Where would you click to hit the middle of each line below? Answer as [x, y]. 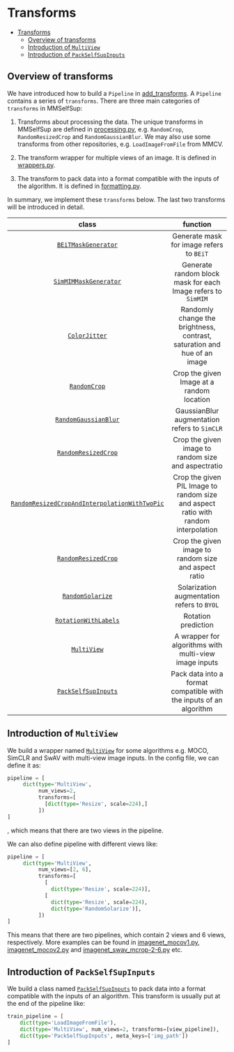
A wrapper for [197, 636]
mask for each [197, 282]
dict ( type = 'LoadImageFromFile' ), [68, 1023]
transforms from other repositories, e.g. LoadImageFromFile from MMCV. [120, 144]
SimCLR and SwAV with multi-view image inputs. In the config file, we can [113, 758]
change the [197, 318]
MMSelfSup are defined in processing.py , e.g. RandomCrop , [100, 129]
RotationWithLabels [87, 620]
